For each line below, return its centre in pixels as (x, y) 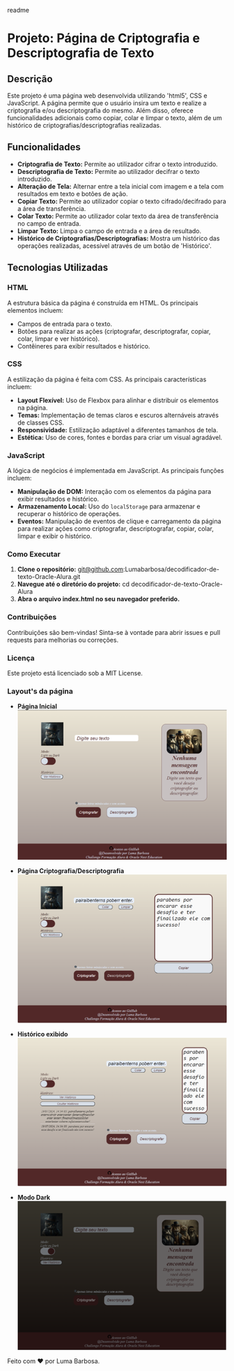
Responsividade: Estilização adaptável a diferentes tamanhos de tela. (117, 430)
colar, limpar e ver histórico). (58, 339)
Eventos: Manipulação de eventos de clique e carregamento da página (119, 521)
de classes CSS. (41, 423)
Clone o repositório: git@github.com (70, 569)
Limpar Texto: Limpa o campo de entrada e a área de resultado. (109, 230)
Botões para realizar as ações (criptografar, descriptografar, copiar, (114, 331)
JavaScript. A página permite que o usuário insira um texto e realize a (107, 103)
